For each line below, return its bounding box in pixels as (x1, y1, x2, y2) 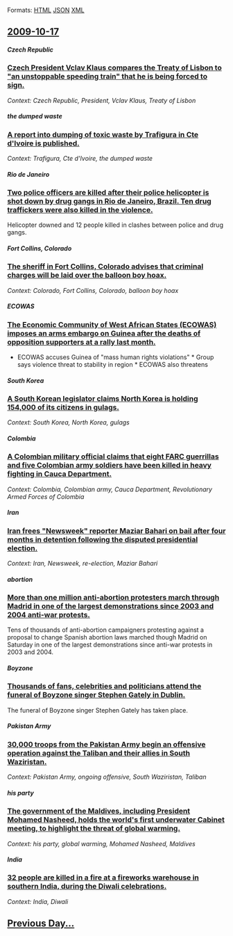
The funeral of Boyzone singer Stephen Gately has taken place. (7, 706, 189, 714)
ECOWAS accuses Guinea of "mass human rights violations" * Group (17, 353, 214, 361)
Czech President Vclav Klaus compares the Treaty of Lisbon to (7, 63, 222, 72)
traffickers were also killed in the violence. (7, 205, 153, 215)
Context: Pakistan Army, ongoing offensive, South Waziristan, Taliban (7, 772, 207, 782)
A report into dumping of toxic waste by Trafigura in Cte (7, 129, 199, 139)
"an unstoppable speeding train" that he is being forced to (7, 72, 208, 81)
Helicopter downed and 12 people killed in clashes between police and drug (7, 221, 224, 229)
